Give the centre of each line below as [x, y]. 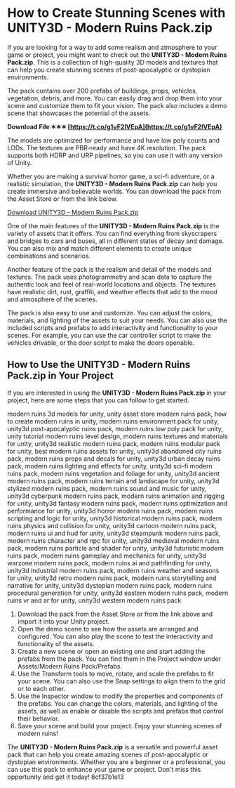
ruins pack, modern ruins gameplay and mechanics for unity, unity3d [107, 556]
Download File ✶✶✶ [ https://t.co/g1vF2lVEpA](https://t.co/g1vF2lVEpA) [115, 126]
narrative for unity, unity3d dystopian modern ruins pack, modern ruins [110, 585]
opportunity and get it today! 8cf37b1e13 [66, 777]
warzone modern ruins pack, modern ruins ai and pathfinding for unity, [109, 563]
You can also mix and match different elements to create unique [100, 248]
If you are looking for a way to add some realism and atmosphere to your [112, 47]
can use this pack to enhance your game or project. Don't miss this [104, 769]
